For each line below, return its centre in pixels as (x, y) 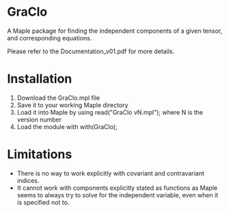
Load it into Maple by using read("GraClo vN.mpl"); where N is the (110, 112)
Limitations (40, 155)
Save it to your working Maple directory (72, 105)
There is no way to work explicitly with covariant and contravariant (111, 173)
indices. (28, 180)
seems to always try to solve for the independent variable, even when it (118, 195)
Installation (40, 79)
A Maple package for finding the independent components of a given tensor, (115, 31)
